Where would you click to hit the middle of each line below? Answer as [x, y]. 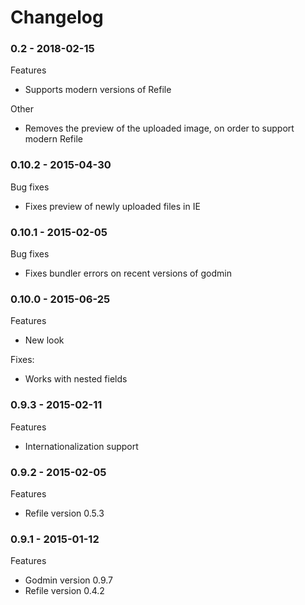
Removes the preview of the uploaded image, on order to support [159, 128]
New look [44, 340]
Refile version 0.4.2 [64, 591]
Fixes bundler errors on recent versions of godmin [128, 273]
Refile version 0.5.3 [64, 513]
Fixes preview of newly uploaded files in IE [112, 206]
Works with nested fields [76, 379]
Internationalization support [81, 446]
